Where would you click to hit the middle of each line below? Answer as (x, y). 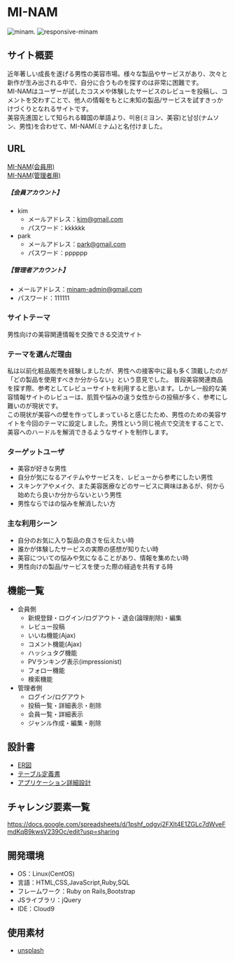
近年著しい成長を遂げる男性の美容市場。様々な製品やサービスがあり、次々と (117, 74)
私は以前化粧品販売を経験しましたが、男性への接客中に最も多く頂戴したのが (117, 371)
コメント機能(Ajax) (55, 644)
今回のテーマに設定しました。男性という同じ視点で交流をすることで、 (127, 423)
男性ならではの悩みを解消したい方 (66, 504)
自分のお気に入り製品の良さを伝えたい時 (76, 540)
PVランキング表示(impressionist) (75, 661)
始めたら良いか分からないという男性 (70, 495)
